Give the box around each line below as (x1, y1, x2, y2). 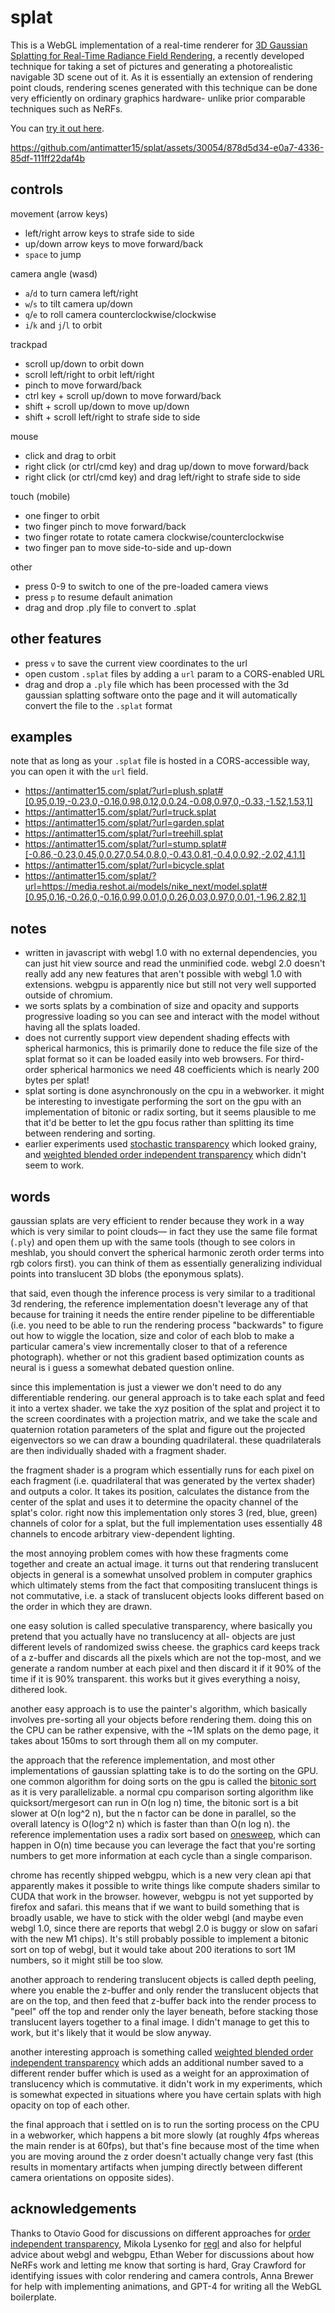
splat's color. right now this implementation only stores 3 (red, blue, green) (10, 1507, 318, 1518)
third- (281, 1053, 305, 1065)
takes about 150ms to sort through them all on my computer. (10, 1735, 259, 1746)
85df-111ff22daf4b (10, 152, 86, 164)
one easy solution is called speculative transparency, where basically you (10, 1620, 313, 1631)
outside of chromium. (24, 989, 113, 1001)
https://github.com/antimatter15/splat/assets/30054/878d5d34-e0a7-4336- (10, 141, 325, 153)
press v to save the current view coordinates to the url (24, 657, 248, 669)
